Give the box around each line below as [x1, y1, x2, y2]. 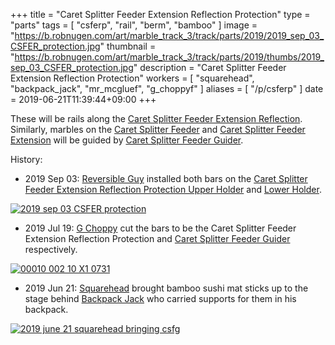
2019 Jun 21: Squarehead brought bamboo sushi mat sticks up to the [24, 282, 309, 294]
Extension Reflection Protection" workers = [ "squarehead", [10, 72, 255, 84]
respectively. [24, 244, 78, 255]
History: [10, 154, 43, 165]
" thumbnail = [99, 40, 157, 52]
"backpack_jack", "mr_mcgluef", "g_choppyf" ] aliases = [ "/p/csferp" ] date [10, 83, 324, 94]
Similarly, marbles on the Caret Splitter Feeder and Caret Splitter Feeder [10, 124, 306, 135]
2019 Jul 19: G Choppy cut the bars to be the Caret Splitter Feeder [24, 222, 297, 234]
